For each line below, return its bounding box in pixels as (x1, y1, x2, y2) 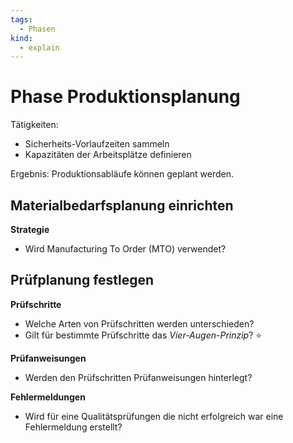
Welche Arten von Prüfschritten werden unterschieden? (24, 317, 255, 330)
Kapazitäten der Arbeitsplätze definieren (24, 149, 192, 161)
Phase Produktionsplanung (10, 86, 241, 108)
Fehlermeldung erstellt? (24, 421, 123, 433)
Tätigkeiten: (10, 119, 59, 131)
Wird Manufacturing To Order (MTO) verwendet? (24, 243, 227, 255)
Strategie (10, 224, 50, 235)
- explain (19, 42, 60, 53)
